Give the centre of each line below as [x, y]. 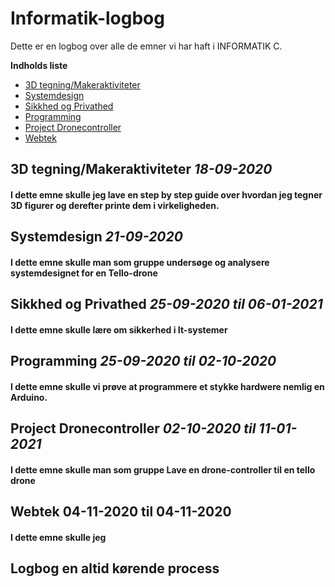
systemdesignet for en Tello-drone [84, 273]
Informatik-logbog [87, 18]
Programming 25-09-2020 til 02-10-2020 [143, 361]
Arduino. [29, 397]
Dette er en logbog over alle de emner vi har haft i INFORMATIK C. [146, 46]
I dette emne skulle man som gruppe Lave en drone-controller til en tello [163, 469]
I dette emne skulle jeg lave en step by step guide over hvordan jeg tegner [166, 194]
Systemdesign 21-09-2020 [96, 237]
